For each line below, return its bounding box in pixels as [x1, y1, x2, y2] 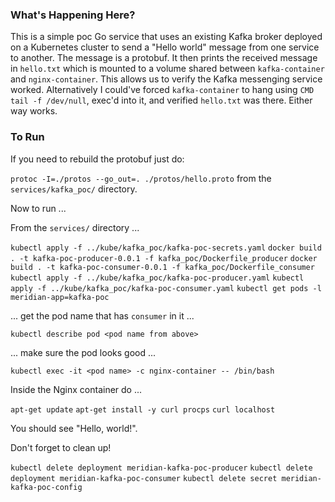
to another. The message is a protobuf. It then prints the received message [10, 52, 318, 64]
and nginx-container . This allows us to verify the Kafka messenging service [10, 73, 323, 85]
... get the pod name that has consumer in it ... [10, 309, 195, 322]
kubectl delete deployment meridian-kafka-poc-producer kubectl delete [10, 463, 313, 473]
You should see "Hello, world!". [10, 422, 138, 434]
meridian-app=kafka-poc [10, 292, 110, 302]
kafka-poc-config [10, 482, 83, 492]
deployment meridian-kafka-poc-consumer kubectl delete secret [10, 473, 278, 483]
